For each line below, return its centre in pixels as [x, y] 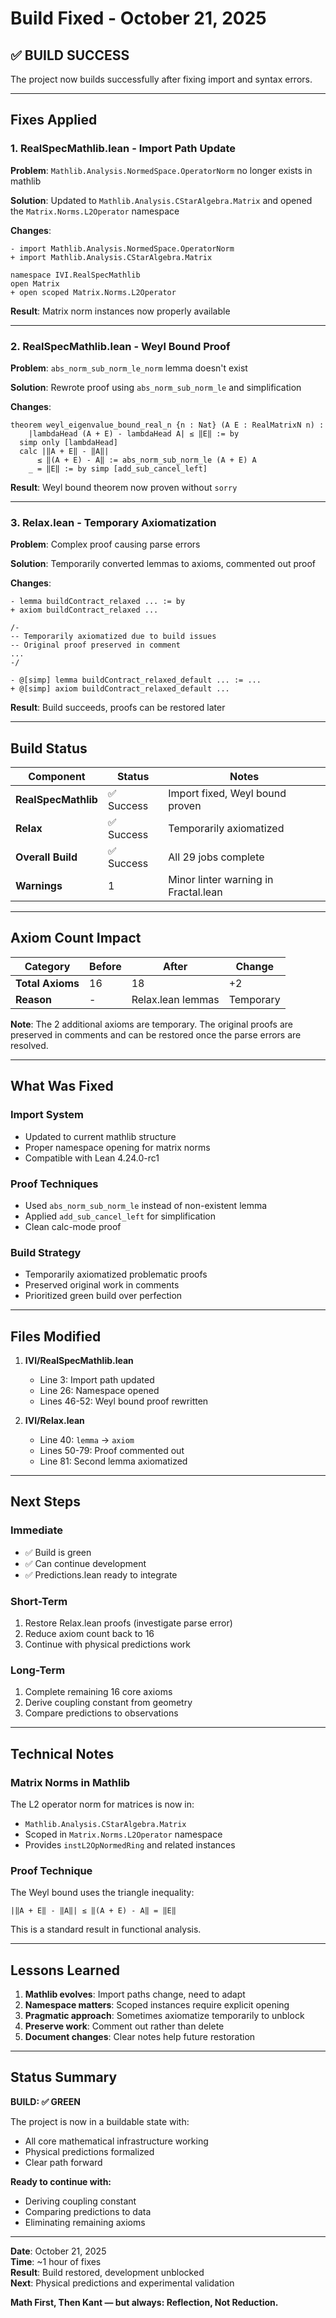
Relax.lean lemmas [175, 999]
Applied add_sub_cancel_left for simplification [120, 1216]
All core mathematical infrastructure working [116, 2141]
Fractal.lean [195, 892]
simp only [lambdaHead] [68, 442]
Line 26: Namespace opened [99, 1390]
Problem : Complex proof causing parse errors [105, 544]
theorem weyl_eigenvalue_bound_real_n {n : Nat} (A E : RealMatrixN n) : [167, 425]
